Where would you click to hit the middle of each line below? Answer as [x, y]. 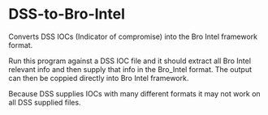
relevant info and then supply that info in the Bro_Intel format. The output [130, 69]
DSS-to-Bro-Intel [67, 14]
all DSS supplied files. [45, 102]
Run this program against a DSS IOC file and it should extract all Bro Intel [130, 61]
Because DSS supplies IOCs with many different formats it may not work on [135, 93]
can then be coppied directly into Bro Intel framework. [99, 78]
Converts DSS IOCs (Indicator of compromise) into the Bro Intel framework [133, 36]
